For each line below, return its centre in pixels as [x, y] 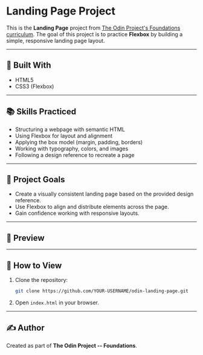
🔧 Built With [29, 66]
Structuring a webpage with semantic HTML [70, 129]
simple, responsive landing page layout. [56, 40]
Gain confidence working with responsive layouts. [77, 213]
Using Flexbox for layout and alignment [64, 136]
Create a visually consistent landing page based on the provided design [104, 194]
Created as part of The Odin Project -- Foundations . [72, 345]
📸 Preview [25, 238]
